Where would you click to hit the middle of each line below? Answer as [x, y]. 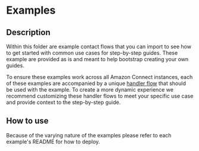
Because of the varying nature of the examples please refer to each [89, 135]
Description [28, 32]
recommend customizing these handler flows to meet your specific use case [100, 96]
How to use [27, 121]
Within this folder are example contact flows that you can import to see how [99, 46]
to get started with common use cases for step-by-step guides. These [92, 53]
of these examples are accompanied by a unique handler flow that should [96, 83]
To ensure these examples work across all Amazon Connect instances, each [99, 77]
